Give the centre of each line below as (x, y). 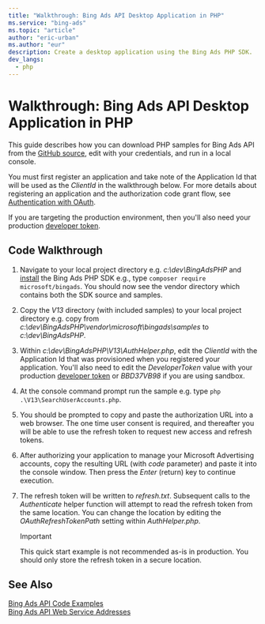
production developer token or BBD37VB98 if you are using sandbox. (132, 375)
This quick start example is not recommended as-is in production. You (134, 551)
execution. (37, 480)
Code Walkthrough (55, 251)
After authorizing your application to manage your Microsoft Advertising (137, 455)
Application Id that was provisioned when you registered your (119, 359)
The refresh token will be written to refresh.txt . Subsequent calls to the (135, 495)
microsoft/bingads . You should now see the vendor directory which (130, 286)
